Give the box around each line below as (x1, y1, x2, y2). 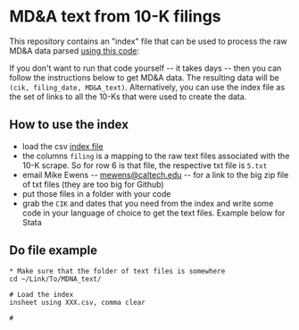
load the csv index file (21, 140, 104, 151)
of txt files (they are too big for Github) (21, 179, 164, 190)
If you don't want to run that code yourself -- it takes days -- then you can (9, 63, 282, 73)
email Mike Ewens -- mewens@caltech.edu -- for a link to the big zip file (21, 169, 289, 180)
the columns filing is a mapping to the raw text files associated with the (21, 150, 290, 161)
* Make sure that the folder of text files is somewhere (9, 267, 226, 275)
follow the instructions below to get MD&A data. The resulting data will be (9, 72, 279, 82)
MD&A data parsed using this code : (9, 45, 140, 55)
